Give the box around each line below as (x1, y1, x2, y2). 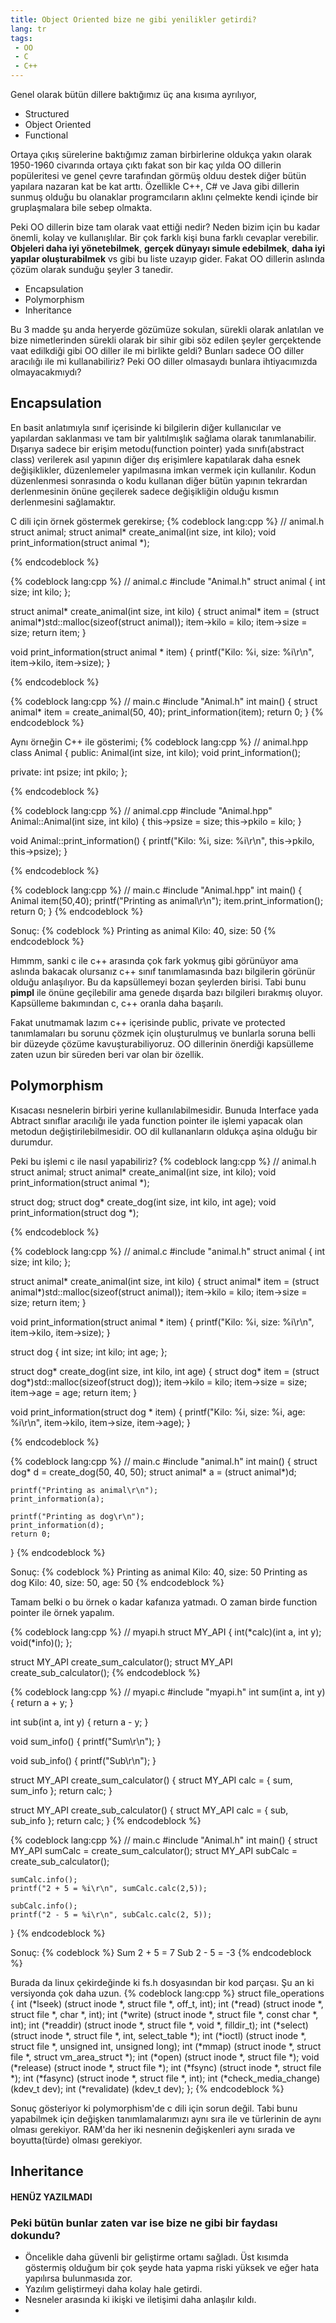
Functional (24, 129, 69, 141)
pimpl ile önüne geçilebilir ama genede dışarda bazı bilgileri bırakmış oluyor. (10, 986, 323, 998)
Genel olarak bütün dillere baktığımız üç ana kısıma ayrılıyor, (10, 89, 257, 100)
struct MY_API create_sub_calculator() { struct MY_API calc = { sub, (10, 1804, 289, 1816)
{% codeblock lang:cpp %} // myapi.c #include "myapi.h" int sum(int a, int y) (10, 1686, 326, 1698)
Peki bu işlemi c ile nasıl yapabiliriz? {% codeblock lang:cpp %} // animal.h (10, 1155, 317, 1167)
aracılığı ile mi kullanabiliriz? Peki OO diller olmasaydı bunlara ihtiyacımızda (10, 356, 318, 367)
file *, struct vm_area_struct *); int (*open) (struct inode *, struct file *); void (10, 2051, 320, 2063)
